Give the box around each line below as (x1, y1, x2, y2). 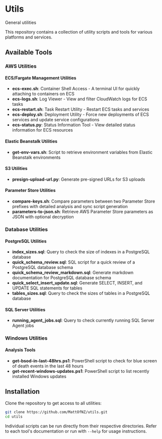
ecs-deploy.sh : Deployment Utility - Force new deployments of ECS (12, 112, 149, 117)
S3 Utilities (5, 166, 28, 172)
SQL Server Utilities (5, 306, 46, 312)
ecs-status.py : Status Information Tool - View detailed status (12, 122, 135, 128)
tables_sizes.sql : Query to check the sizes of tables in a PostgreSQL (12, 290, 150, 296)
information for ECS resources (12, 127, 73, 133)
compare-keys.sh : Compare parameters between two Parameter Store (12, 198, 155, 204)
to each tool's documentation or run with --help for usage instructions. (5, 428, 147, 434)
